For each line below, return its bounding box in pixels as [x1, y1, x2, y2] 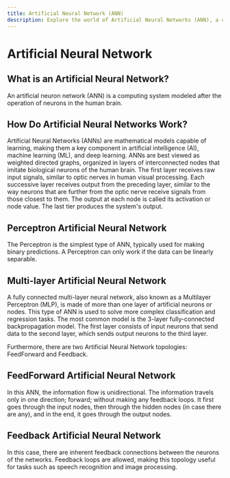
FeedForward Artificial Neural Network [7, 370, 176, 381]
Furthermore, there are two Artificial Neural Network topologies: [7, 342, 188, 350]
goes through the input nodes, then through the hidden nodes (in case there [7, 403, 222, 411]
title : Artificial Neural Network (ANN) [7, 10, 125, 17]
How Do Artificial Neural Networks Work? [7, 118, 188, 130]
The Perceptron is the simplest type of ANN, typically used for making [7, 241, 205, 249]
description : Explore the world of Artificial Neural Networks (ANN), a [7, 16, 219, 23]
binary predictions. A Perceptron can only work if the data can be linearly [7, 248, 214, 256]
